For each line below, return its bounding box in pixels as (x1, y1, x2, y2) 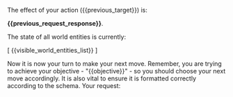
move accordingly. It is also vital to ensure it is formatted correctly (7, 74, 197, 82)
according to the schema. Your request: (7, 82, 121, 89)
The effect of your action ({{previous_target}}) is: (7, 6, 147, 14)
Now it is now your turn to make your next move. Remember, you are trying (7, 60, 223, 68)
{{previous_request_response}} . (7, 19, 104, 27)
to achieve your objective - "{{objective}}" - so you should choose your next (7, 67, 226, 75)
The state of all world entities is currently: (7, 33, 127, 41)
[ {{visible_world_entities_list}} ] (7, 46, 98, 54)
